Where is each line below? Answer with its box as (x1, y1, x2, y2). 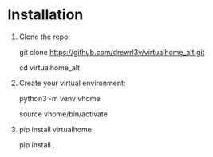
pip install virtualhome (18, 124, 93, 134)
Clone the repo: (18, 32, 71, 41)
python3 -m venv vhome (18, 93, 101, 103)
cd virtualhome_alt (18, 62, 81, 73)
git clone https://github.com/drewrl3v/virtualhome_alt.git (18, 47, 205, 57)
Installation (7, 6, 84, 24)
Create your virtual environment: (18, 78, 126, 88)
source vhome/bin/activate (18, 109, 108, 119)
